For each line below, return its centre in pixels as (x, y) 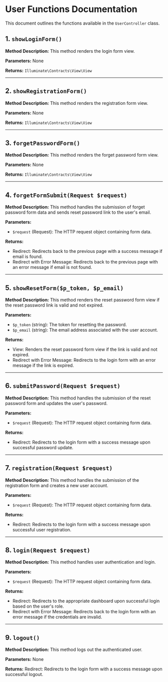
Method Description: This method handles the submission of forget (75, 207)
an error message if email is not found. (52, 267)
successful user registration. (42, 529)
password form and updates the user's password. (56, 403)
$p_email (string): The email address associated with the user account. (85, 330)
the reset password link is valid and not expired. (54, 305)
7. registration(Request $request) (59, 468)
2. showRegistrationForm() (46, 91)
